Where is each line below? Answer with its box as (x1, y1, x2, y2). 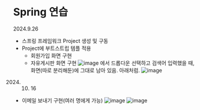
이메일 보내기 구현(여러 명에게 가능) (21, 96, 103, 104)
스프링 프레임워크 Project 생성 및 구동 (21, 37, 109, 44)
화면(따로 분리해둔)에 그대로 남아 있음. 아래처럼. (30, 66, 140, 74)
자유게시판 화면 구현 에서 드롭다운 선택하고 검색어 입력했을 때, (30, 59, 195, 66)
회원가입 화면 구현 (30, 52, 72, 59)
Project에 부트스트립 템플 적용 (21, 45, 91, 52)
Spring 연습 (13, 5, 68, 19)
